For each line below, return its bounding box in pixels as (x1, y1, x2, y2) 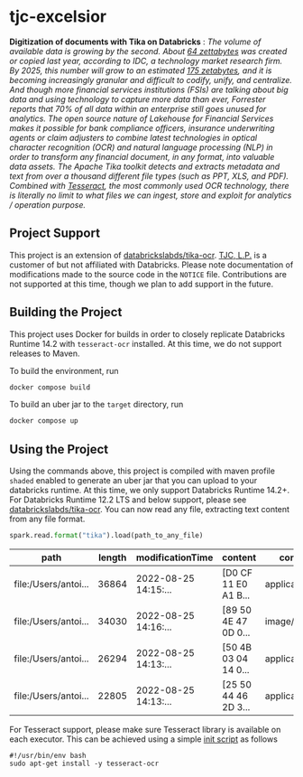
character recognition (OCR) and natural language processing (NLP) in (9, 142, 273, 153)
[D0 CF (222, 566, 252, 579)
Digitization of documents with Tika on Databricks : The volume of (9, 36, 262, 47)
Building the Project (9, 304, 123, 320)
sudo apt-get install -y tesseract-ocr (9, 759, 160, 768)
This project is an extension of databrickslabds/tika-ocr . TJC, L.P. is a (9, 249, 268, 260)
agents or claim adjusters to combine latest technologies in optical (9, 132, 258, 143)
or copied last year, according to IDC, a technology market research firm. (9, 55, 283, 66)
